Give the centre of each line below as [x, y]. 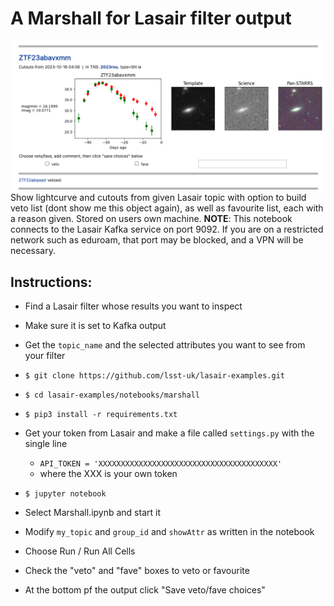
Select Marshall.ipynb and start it [92, 512]
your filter [45, 355]
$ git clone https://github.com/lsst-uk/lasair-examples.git [155, 375]
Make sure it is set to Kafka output [95, 325]
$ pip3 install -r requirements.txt [101, 414]
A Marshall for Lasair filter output [151, 18]
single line [46, 443]
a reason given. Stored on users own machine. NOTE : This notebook [151, 219]
